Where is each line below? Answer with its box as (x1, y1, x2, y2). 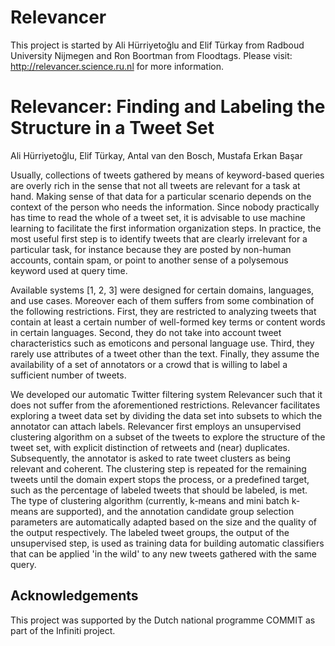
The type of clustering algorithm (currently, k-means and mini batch (10, 494, 290, 506)
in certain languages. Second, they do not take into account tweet (10, 326, 282, 338)
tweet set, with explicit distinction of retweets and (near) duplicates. (10, 441, 291, 453)
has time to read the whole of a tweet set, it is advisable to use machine (10, 211, 306, 223)
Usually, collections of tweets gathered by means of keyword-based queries (10, 169, 325, 181)
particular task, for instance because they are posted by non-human (10, 243, 292, 255)
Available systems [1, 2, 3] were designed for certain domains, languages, (10, 284, 315, 296)
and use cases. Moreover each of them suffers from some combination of (10, 294, 315, 306)
